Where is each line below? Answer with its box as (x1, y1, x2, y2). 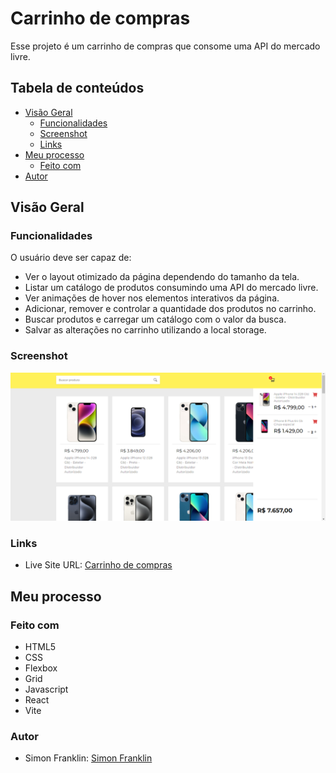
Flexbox (24, 662, 58, 674)
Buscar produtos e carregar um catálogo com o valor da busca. (24, 313, 287, 326)
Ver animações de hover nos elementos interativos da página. (24, 292, 280, 304)
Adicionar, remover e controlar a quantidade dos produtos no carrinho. (24, 303, 317, 315)
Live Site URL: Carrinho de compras (24, 559, 173, 571)
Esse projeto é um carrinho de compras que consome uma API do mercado (10, 40, 321, 52)
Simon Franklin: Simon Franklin (24, 752, 153, 764)
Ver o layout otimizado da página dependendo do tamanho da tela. (24, 271, 300, 283)
